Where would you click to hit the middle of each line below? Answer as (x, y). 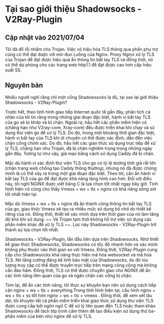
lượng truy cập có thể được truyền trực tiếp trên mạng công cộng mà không (81, 265)
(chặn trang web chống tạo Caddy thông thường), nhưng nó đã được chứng (81, 168)
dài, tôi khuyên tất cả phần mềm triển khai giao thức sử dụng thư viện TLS (79, 301)
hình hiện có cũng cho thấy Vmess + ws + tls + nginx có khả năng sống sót (81, 189)
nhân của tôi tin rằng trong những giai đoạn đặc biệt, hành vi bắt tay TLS (78, 117)
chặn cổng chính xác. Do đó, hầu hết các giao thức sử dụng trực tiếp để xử (81, 143)
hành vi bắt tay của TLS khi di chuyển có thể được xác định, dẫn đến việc (79, 138)
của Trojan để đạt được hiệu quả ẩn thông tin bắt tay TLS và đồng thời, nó (79, 59)
